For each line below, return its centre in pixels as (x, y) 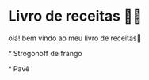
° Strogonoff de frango (45, 53)
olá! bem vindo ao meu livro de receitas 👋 (75, 38)
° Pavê (19, 69)
